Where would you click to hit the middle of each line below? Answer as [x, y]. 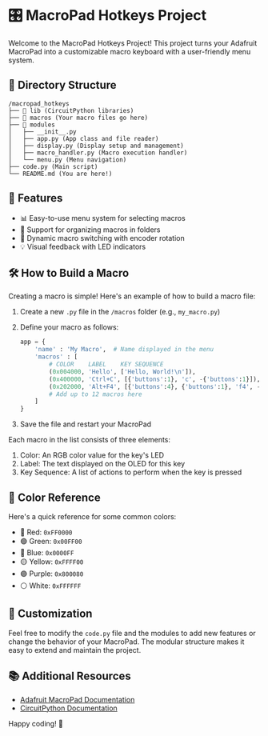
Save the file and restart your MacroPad [86, 424]
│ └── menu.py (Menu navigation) [68, 160]
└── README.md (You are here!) [60, 174]
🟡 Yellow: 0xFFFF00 [52, 562]
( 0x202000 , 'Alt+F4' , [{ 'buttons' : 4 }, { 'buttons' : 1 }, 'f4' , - [155, 386]
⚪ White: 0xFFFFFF [50, 586]
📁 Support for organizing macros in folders [90, 230]
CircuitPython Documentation [68, 708]
